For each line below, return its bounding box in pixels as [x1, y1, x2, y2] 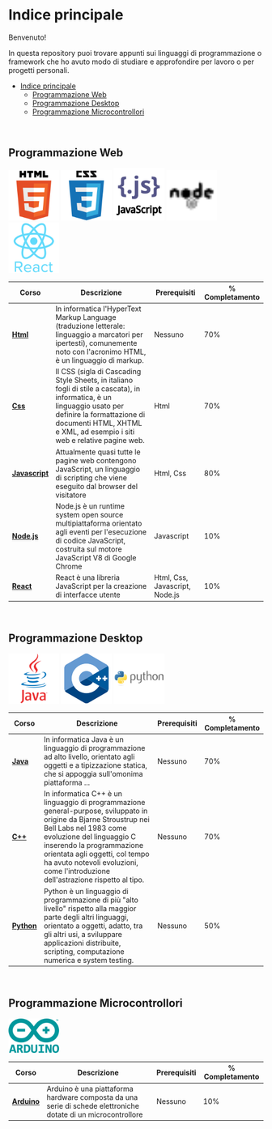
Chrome [55, 561, 83, 571]
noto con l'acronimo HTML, [55, 347, 147, 357]
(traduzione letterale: [55, 322, 125, 331]
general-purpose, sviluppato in [43, 806, 148, 816]
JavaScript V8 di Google [55, 552, 137, 562]
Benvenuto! [8, 32, 47, 42]
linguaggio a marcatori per [55, 330, 143, 339]
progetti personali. [8, 65, 70, 75]
